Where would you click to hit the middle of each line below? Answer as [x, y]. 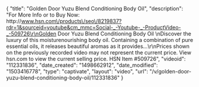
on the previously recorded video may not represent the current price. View [99, 52]
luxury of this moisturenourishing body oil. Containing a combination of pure [100, 40]
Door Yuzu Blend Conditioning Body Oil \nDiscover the [125, 34]
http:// [14, 21]
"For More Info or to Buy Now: [43, 15]
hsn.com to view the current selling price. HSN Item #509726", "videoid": [96, 59]
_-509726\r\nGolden [31, 34]
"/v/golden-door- [170, 71]
